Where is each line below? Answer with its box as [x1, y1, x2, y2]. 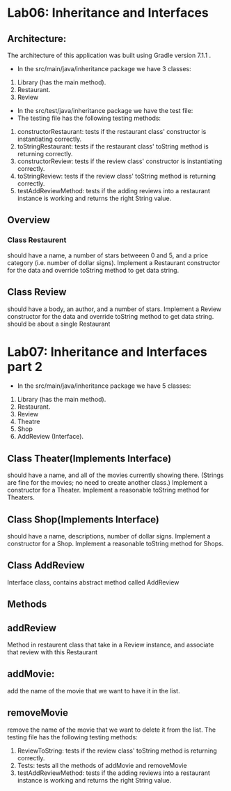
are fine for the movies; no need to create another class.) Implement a [7, 479, 207, 487]
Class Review [7, 286, 67, 298]
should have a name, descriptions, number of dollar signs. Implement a [7, 532, 211, 541]
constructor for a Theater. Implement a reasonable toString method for [7, 486, 209, 495]
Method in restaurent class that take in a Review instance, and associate [7, 640, 214, 649]
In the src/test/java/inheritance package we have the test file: [17, 107, 193, 114]
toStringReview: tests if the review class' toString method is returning [17, 172, 216, 180]
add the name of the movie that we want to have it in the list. [7, 686, 180, 695]
